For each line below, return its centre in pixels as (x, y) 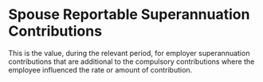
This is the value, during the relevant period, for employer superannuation (129, 53)
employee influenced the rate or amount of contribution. (100, 69)
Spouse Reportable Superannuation (129, 15)
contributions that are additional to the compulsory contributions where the (131, 61)
